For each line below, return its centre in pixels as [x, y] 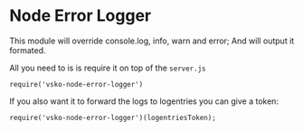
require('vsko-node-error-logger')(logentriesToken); [113, 117]
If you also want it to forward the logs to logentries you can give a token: [144, 101]
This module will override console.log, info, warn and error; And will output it [152, 41]
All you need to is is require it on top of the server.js [108, 68]
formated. [28, 50]
